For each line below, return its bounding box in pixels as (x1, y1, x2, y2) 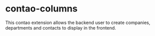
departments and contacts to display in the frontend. (5, 24, 116, 30)
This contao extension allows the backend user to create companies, (5, 19, 150, 25)
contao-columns (5, 3, 78, 14)
